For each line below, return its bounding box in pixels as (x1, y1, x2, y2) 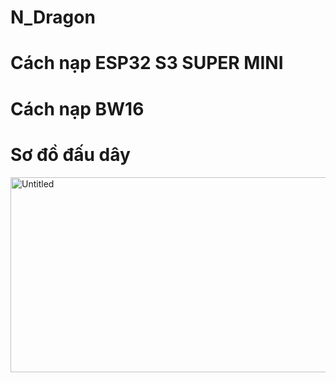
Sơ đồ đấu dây (10, 143, 131, 166)
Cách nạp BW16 (10, 97, 145, 120)
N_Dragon (10, 6, 96, 29)
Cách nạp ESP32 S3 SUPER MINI (10, 52, 284, 75)
